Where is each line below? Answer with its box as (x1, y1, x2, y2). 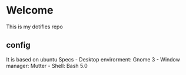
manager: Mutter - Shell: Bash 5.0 (6, 62, 88, 69)
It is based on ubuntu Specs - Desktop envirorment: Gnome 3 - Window (6, 56, 181, 63)
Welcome (6, 4, 54, 17)
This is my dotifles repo (6, 23, 63, 30)
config (6, 40, 31, 50)
